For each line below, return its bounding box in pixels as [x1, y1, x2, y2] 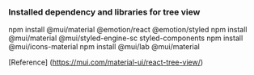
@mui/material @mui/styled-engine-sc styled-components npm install [8, 33, 243, 43]
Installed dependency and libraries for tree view [8, 6, 201, 18]
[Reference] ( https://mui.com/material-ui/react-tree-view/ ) [8, 57, 204, 67]
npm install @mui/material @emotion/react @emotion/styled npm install [8, 25, 248, 35]
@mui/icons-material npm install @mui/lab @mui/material [8, 42, 200, 52]
